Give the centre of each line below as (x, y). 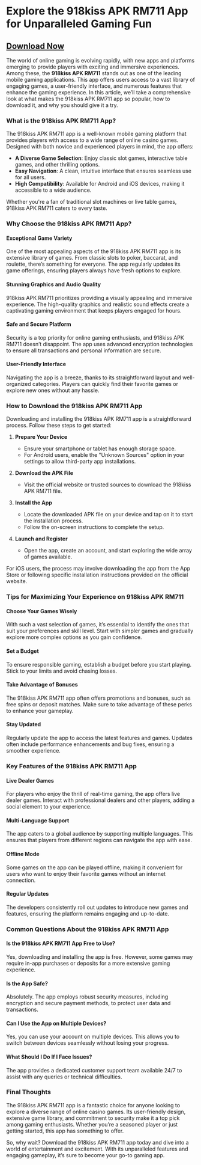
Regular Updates (28, 894)
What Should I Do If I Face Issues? (49, 1057)
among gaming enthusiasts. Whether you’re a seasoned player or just (92, 1124)
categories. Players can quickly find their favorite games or (105, 384)
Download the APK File (44, 473)
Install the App (34, 503)
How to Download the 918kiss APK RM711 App (74, 406)
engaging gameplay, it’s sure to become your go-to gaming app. (85, 1155)
